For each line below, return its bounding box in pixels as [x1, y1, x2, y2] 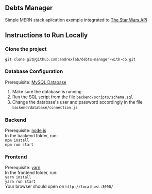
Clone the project [5, 46, 47, 53]
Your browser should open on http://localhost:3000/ [5, 183, 113, 190]
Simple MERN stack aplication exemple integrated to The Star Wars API [5, 17, 148, 22]
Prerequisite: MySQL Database [5, 79, 67, 85]
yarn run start [5, 179, 36, 184]
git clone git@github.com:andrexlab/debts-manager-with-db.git [5, 57, 136, 62]
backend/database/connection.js [12, 105, 78, 110]
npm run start [5, 142, 34, 147]
